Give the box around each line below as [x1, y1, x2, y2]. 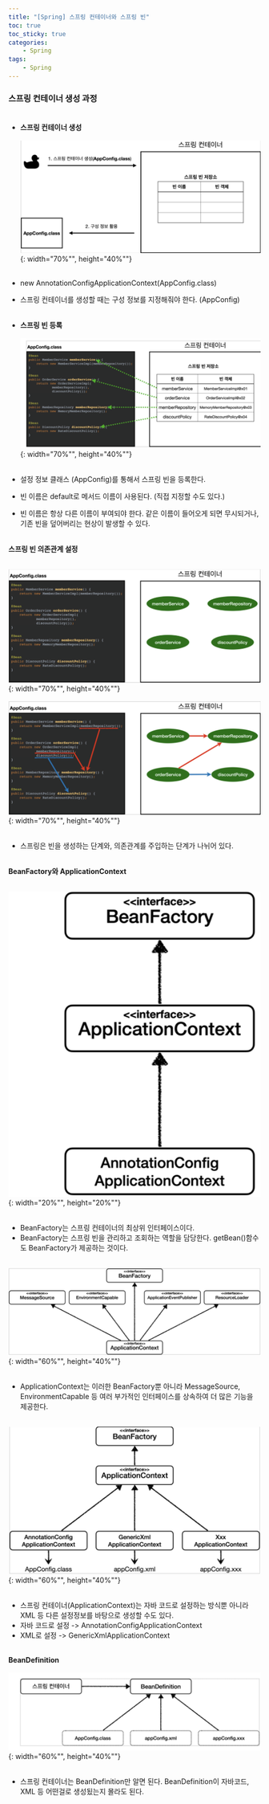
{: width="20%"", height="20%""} [8, 1198, 122, 1207]
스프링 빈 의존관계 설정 [8, 544, 78, 553]
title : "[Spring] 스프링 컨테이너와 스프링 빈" [8, 13, 150, 21]
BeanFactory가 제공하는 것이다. [28, 1243, 129, 1252]
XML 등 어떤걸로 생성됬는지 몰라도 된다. [19, 1786, 144, 1796]
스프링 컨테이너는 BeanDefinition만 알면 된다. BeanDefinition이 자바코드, [19, 1776, 250, 1786]
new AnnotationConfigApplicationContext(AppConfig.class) [19, 278, 218, 288]
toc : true [8, 21, 42, 30]
